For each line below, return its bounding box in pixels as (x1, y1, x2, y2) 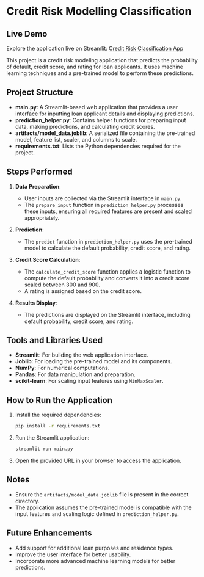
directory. (15, 497, 40, 504)
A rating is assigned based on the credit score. (24, 287, 142, 294)
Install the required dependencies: (15, 411, 102, 419)
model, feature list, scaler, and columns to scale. (15, 136, 137, 143)
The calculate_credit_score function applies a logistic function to (24, 267, 191, 275)
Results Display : (15, 299, 57, 307)
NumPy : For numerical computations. (15, 365, 110, 372)
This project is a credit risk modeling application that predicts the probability (6, 57, 199, 64)
